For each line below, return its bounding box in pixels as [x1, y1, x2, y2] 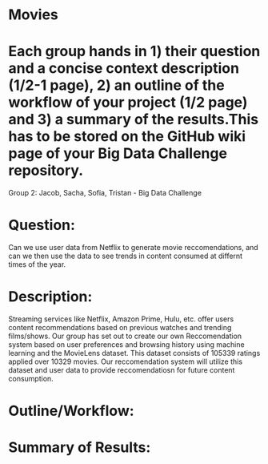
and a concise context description [8, 59, 240, 78]
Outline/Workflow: [8, 402, 134, 420]
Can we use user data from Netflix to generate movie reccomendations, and [8, 243, 258, 252]
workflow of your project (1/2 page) [8, 94, 248, 111]
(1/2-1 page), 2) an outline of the [8, 76, 226, 95]
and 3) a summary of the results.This [8, 111, 258, 129]
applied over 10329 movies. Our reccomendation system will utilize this [8, 357, 242, 366]
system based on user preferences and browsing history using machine [8, 340, 246, 349]
